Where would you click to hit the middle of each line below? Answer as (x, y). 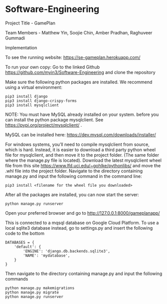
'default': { (28, 247)
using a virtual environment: (34, 87)
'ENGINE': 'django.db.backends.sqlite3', (67, 251)
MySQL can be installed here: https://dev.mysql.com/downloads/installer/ (81, 135)
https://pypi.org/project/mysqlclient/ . (44, 125)
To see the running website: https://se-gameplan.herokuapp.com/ (73, 57)
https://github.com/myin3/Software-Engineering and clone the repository (80, 72)
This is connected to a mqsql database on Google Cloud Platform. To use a (82, 223)
